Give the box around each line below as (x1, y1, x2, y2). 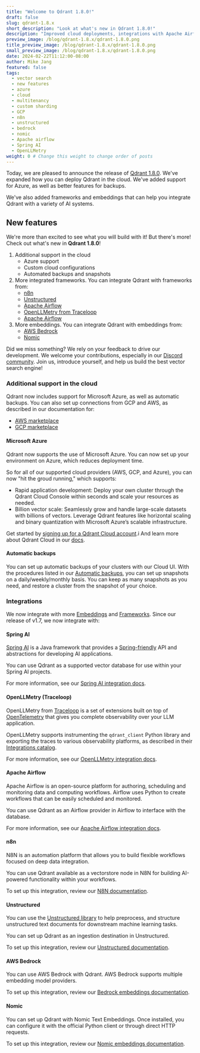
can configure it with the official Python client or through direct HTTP (6, 1022, 176, 1029)
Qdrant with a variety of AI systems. (6, 200, 94, 207)
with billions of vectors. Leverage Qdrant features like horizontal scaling (14, 512, 191, 519)
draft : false (6, 14, 39, 20)
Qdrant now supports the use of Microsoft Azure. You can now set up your (6, 451, 189, 458)
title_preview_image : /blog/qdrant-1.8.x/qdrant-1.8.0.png (6, 42, 156, 48)
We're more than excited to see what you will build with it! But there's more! (6, 234, 192, 241)
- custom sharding (11, 103, 58, 109)
